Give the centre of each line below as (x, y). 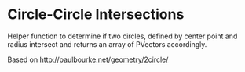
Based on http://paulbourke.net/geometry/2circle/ (88, 59)
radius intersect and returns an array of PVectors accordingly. (107, 44)
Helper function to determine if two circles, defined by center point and (122, 36)
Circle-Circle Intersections (96, 14)
